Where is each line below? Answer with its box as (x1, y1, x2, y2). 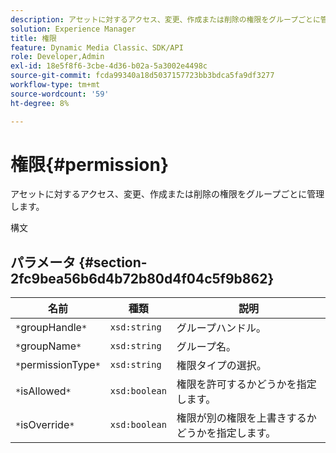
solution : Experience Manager (10, 24, 137, 34)
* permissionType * (15, 358, 101, 372)
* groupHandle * (15, 321, 88, 335)
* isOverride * (15, 418, 75, 432)
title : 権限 (10, 33, 57, 43)
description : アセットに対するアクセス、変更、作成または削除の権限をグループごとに (10, 14, 321, 25)
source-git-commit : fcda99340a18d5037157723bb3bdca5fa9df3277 (10, 71, 275, 81)
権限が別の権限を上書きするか (176, 411, 317, 425)
